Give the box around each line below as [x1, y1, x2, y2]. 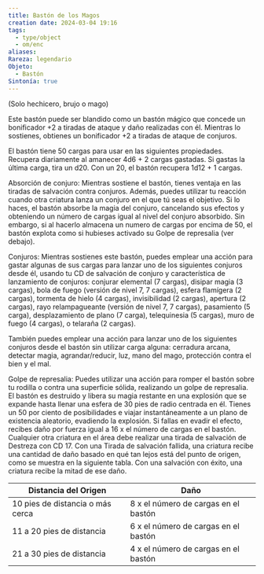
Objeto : [8, 63, 34, 71]
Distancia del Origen [27, 484, 107, 495]
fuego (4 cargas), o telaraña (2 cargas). [8, 318, 136, 328]
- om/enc [15, 41, 44, 49]
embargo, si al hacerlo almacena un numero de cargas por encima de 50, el [8, 219, 253, 229]
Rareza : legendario [8, 56, 72, 64]
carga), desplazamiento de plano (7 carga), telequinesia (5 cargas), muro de [8, 310, 255, 319]
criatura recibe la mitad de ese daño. [8, 465, 127, 476]
